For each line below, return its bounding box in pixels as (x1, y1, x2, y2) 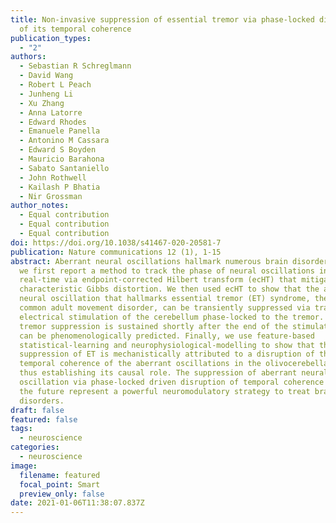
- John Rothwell (19, 172, 87, 183)
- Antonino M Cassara (19, 136, 110, 146)
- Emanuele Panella (19, 126, 101, 136)
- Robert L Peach (19, 80, 92, 90)
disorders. (19, 396, 65, 406)
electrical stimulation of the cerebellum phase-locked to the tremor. (19, 312, 325, 322)
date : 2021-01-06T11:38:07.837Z (10, 498, 145, 508)
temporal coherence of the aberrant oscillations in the (19, 359, 262, 369)
